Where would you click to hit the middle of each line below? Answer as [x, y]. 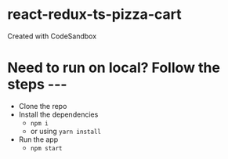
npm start [47, 148]
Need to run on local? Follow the [114, 68]
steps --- [37, 85]
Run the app [38, 139]
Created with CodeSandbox [52, 36]
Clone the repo [43, 106]
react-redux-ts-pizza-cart [94, 14]
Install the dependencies [58, 114]
